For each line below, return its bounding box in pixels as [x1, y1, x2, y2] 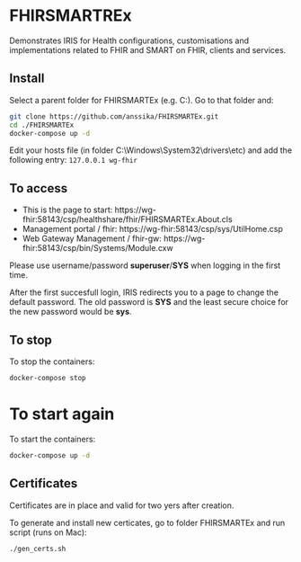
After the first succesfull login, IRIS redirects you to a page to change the [9, 287, 279, 298]
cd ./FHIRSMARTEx [9, 120, 75, 129]
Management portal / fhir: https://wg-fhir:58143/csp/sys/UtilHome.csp [22, 224, 283, 235]
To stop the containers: [9, 356, 95, 367]
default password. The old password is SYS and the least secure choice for [9, 297, 289, 308]
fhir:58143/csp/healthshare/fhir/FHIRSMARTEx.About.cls [22, 214, 233, 225]
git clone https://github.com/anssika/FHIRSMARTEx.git [9, 112, 219, 121]
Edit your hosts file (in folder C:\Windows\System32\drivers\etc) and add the [9, 145, 293, 156]
